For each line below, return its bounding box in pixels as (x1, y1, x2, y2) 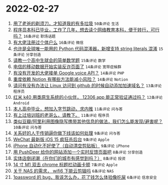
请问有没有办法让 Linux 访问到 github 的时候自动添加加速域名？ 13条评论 (13, 82, 162, 88)
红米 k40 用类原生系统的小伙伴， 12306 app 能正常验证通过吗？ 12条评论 (13, 94, 163, 100)
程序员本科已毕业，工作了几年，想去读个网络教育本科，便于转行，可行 (13, 26, 160, 33)
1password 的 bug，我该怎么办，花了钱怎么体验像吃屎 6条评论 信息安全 (13, 174, 157, 180)
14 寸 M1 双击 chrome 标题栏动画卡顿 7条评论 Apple (13, 161, 118, 167)
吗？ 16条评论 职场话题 (13, 33, 56, 39)
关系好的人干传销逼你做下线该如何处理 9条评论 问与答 (13, 130, 121, 136)
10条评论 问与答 (13, 125, 42, 130)
